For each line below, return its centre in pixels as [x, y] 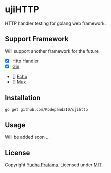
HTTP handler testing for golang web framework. [56, 23]
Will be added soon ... [27, 137]
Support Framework [37, 39]
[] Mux [19, 82]
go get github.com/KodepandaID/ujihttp [47, 109]
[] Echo [20, 76]
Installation [23, 98]
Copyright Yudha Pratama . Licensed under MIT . [54, 165]
